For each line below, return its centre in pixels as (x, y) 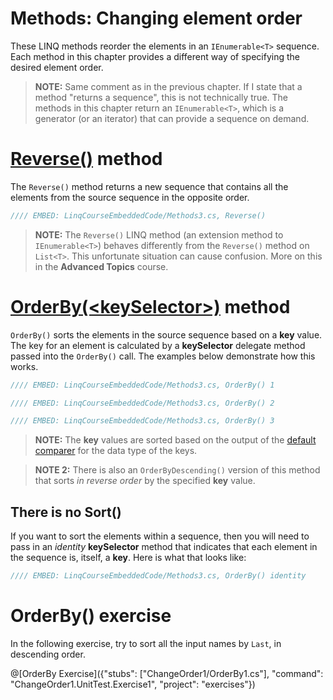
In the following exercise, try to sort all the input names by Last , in (146, 643)
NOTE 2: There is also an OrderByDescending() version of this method (177, 470)
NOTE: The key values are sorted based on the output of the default (175, 440)
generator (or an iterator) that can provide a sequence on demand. (172, 118)
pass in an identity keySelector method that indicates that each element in (164, 547)
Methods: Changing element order (156, 18)
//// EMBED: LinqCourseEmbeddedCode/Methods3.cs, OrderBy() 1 (142, 385)
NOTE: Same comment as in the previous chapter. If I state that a (168, 86)
